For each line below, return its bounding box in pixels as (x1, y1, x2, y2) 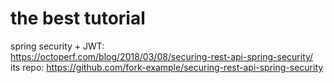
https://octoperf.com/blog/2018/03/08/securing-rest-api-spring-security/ (10, 50, 314, 62)
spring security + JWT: (10, 40, 105, 52)
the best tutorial (10, 7, 146, 30)
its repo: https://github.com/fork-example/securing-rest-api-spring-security (10, 61, 324, 73)
